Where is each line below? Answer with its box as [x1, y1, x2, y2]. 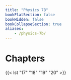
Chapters [5, 53, 45, 64]
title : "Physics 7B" [5, 7, 49, 13]
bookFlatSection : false [5, 12, 55, 17]
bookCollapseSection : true [5, 21, 62, 27]
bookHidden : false [5, 17, 44, 22]
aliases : [5, 26, 24, 31]
